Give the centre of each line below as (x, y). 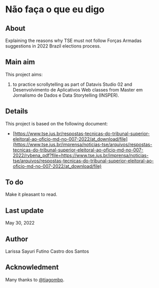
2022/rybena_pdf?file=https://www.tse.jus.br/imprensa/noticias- (81, 155)
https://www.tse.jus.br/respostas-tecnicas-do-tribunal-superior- (82, 134)
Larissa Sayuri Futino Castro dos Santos (47, 251)
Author (17, 239)
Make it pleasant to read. (31, 194)
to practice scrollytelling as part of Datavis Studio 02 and (72, 84)
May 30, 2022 (20, 223)
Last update (25, 211)
